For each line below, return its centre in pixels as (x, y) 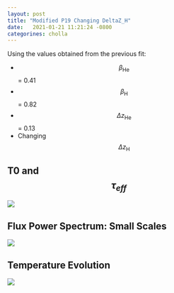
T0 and (23, 171)
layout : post (27, 14)
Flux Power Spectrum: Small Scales (87, 226)
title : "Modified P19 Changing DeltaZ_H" (69, 21)
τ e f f (119, 186)
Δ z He (124, 116)
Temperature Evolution (59, 265)
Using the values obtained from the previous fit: (77, 54)
